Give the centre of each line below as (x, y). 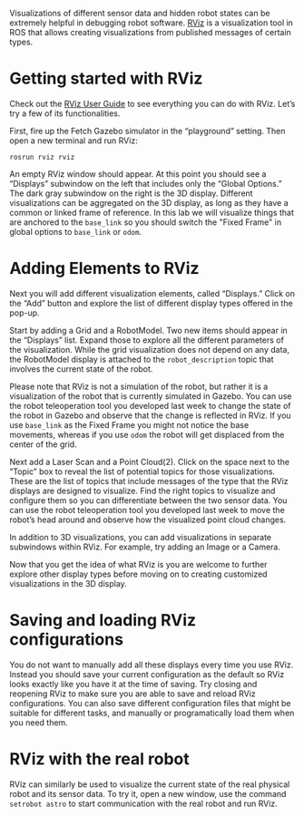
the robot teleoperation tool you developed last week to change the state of (151, 405)
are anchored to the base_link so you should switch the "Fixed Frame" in (146, 222)
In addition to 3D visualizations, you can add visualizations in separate (141, 537)
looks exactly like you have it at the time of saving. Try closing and (133, 684)
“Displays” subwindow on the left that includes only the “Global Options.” (146, 183)
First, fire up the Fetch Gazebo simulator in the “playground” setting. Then (147, 131)
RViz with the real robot (99, 759)
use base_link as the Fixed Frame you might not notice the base (129, 424)
